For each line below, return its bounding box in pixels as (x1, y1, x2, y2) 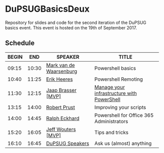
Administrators (94, 118, 128, 125)
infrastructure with (94, 89, 137, 96)
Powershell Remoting (94, 76, 143, 83)
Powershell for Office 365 (94, 111, 154, 118)
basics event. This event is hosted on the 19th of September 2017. (5, 24, 137, 30)
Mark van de (46, 62, 75, 68)
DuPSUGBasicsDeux (5, 3, 90, 15)
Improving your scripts (94, 104, 146, 110)
